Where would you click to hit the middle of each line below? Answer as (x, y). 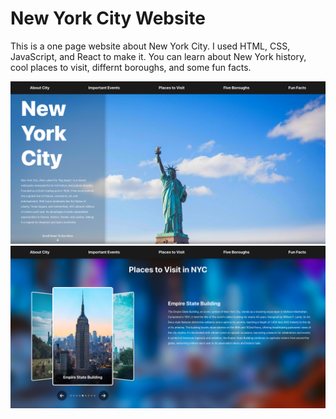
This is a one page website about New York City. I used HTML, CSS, (150, 46)
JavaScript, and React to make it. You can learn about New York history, (158, 56)
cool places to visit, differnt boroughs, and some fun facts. (131, 67)
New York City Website (108, 18)
